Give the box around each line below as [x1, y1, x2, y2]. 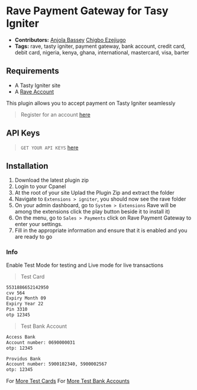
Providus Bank [6, 356, 41, 362]
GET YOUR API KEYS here [20, 144, 79, 151]
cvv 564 [6, 290, 25, 296]
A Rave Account [14, 88, 54, 95]
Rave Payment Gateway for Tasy [6, 4, 169, 18]
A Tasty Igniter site [14, 82, 61, 89]
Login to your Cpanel [14, 183, 66, 190]
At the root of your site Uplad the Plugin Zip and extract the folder [14, 189, 175, 196]
